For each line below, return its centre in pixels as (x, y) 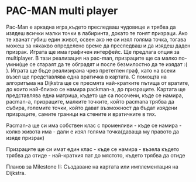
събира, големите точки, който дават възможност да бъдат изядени (92, 108)
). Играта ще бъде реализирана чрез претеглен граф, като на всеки (91, 70)
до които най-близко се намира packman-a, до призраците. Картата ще (96, 89)
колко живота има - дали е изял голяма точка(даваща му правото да (93, 131)
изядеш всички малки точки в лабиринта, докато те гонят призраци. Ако (97, 33)
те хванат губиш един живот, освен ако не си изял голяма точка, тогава (96, 39)
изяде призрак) (25, 138)
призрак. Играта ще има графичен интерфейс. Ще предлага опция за (93, 51)
